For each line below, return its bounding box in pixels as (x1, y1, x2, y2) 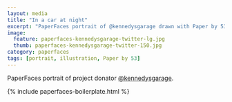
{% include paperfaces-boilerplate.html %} (7, 87, 130, 95)
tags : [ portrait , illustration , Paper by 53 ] (7, 55, 140, 62)
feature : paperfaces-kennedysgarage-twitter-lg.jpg (13, 36, 166, 43)
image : (7, 29, 26, 37)
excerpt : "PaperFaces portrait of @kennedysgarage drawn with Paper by (7, 23, 217, 30)
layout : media (7, 10, 48, 17)
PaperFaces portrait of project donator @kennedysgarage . (7, 74, 174, 82)
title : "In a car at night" (7, 17, 88, 23)
